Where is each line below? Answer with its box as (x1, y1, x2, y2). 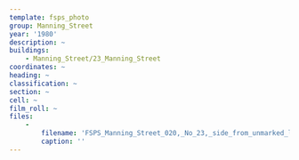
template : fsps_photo (9, 12, 90, 22)
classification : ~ (9, 79, 77, 88)
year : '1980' (9, 29, 58, 38)
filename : (41, 129, 77, 138)
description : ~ (9, 37, 66, 47)
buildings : (9, 46, 50, 55)
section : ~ (9, 87, 50, 96)
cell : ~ (9, 95, 38, 105)
